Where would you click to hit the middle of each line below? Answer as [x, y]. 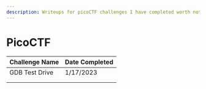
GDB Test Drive [32, 72]
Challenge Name [34, 62]
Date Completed [89, 62]
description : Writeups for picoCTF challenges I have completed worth [98, 12]
